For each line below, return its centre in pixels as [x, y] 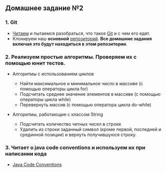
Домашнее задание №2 [44, 8]
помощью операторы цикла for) [54, 89]
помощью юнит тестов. [35, 63]
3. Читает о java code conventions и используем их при [75, 148]
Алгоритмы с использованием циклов [53, 74]
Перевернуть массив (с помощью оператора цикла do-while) [85, 105]
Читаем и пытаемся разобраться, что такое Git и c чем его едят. [81, 33]
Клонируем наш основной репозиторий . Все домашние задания [82, 38]
